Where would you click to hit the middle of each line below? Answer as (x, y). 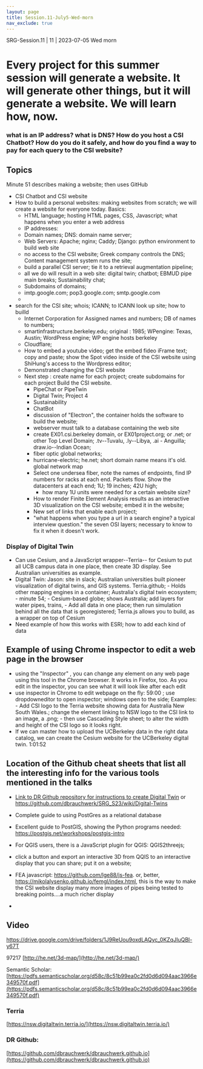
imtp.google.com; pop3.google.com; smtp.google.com (92, 293)
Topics (19, 170)
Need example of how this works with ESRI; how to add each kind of (100, 624)
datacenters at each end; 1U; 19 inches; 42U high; (95, 486)
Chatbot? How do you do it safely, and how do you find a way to (101, 143)
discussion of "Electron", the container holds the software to (108, 415)
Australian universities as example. (58, 572)
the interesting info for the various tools (83, 773)
